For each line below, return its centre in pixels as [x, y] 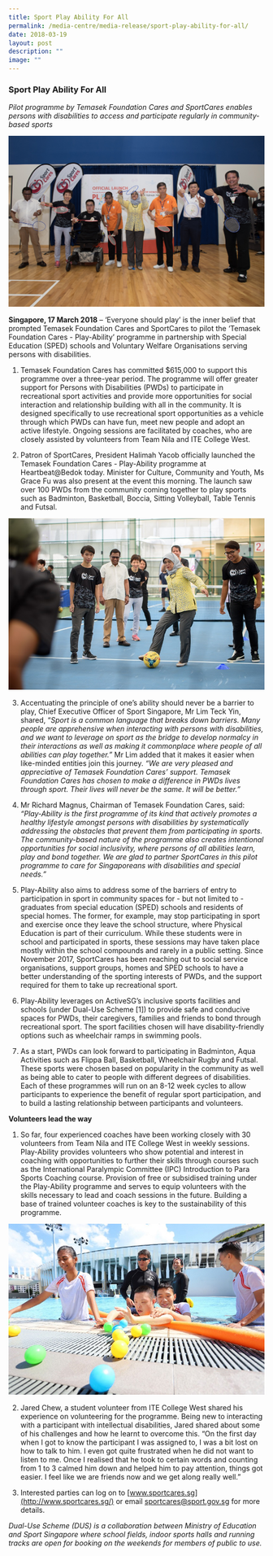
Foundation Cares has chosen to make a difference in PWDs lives [130, 780]
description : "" [36, 52]
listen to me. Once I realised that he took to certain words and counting [139, 1459]
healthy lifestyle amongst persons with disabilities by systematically [134, 822]
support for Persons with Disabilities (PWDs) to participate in [122, 387]
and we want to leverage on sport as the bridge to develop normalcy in [139, 737]
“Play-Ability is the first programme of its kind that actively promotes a [139, 813]
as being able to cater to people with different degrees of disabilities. [135, 1077]
